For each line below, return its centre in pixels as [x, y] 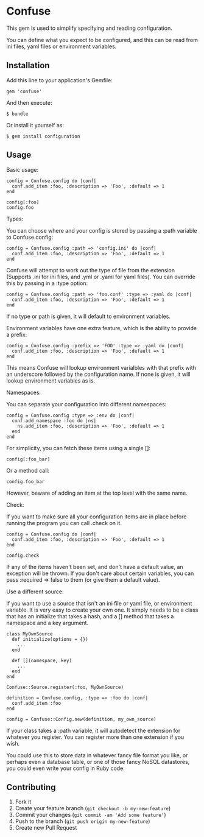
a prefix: [17, 334]
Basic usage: [23, 169]
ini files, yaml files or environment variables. [62, 46]
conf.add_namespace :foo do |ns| [54, 421]
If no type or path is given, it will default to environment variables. [89, 316]
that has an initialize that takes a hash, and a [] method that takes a [90, 616]
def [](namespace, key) [42, 660]
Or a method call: [28, 470]
